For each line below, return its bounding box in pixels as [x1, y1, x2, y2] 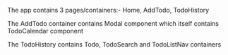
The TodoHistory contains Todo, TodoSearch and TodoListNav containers [7, 40, 222, 48]
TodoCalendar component [7, 27, 83, 35]
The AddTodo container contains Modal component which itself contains [7, 19, 219, 27]
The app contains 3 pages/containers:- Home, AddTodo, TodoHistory [7, 6, 210, 14]
